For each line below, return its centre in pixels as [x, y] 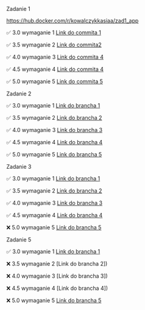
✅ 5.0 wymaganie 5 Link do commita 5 [55, 81]
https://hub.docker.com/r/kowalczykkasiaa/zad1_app [72, 20]
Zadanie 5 [19, 240]
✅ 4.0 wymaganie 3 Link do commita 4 [55, 57]
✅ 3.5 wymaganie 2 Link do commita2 [54, 45]
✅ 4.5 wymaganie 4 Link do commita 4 [55, 69]
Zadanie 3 [19, 167]
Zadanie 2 [19, 94]
